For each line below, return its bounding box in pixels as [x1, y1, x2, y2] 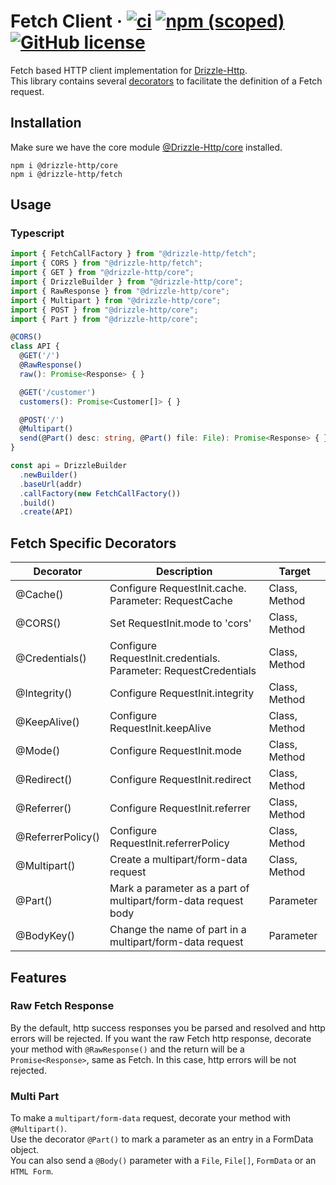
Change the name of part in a [109, 923, 247, 937]
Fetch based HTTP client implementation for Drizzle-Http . [10, 64, 248, 76]
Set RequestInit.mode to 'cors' [109, 616, 252, 630]
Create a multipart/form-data [109, 853, 248, 867]
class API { [10, 341, 60, 352]
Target [278, 565, 311, 579]
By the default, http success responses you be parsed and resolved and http [10, 1021, 326, 1034]
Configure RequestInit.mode [109, 744, 242, 758]
